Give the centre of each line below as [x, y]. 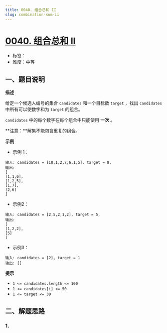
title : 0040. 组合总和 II [31, 10]
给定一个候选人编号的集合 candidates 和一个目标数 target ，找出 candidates [83, 103]
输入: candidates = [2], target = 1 [43, 258]
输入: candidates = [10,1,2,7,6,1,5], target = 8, [58, 163]
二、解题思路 [25, 311]
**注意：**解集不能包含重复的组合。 [43, 131]
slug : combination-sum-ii [32, 15]
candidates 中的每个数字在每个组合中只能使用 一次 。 [60, 120]
